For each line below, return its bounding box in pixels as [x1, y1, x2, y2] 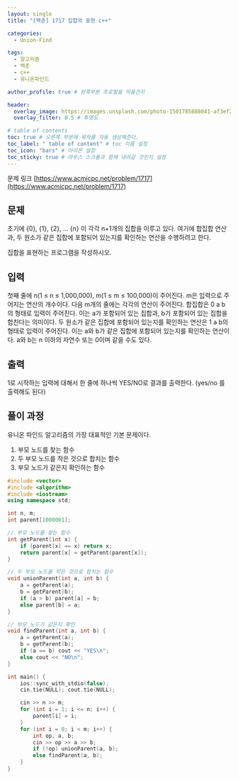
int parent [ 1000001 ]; [7, 516, 72, 524]
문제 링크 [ [7, 174, 37, 182]
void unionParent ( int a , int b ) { [7, 575, 110, 582]
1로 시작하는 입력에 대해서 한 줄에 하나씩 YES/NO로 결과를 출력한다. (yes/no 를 [7, 378, 225, 387]
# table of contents [7, 127, 69, 135]
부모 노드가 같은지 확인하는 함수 [17, 463, 105, 472]
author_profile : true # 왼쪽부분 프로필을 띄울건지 [7, 88, 145, 96]
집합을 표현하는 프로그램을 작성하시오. [7, 248, 112, 257]
